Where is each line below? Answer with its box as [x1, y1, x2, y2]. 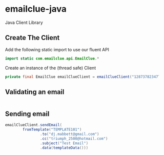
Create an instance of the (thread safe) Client [5, 65, 96, 71]
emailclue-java [5, 3, 67, 15]
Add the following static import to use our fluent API [5, 46, 109, 52]
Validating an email [5, 88, 64, 96]
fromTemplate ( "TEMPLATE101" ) [22, 127, 82, 132]
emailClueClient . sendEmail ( [5, 123, 62, 128]
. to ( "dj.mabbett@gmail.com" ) [40, 132, 99, 136]
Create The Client [5, 34, 60, 42]
